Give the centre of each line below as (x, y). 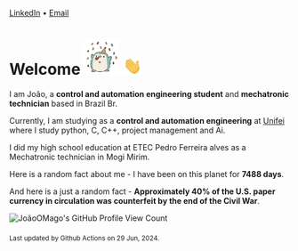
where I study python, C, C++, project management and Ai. (117, 130)
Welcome (45, 69)
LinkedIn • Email (39, 13)
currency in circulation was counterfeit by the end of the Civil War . (135, 200)
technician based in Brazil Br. (64, 103)
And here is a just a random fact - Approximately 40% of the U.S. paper (142, 191)
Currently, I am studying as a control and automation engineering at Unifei (147, 120)
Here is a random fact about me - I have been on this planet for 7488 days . (147, 174)
